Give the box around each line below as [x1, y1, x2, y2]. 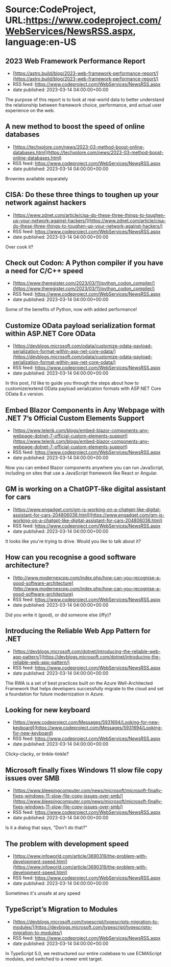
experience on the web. [5, 108, 55, 113]
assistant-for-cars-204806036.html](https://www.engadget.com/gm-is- [12, 511, 165, 518]
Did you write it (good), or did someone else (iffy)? [5, 611, 111, 618]
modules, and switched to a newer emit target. [5, 956, 103, 962]
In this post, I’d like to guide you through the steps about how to [5, 380, 139, 386]
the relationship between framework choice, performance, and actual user [5, 102, 162, 108]
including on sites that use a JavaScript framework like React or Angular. [5, 470, 158, 476]
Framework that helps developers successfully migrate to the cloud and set [5, 685, 164, 691]
